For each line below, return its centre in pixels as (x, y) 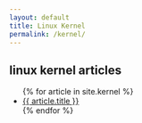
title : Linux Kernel (48, 26)
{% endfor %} (48, 111)
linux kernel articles (66, 70)
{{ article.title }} (50, 101)
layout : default (39, 17)
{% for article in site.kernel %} (78, 92)
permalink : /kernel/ (48, 34)
